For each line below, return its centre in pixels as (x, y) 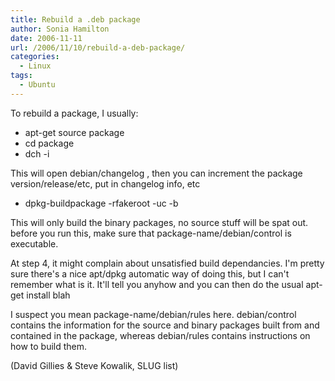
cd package (49, 143)
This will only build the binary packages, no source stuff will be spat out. (159, 222)
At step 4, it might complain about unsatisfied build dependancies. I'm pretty (167, 263)
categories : (35, 57)
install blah (48, 295)
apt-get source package (74, 132)
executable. (34, 243)
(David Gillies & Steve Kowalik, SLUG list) (94, 365)
